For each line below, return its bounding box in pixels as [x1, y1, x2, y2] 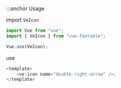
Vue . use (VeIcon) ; [6, 43, 49, 49]
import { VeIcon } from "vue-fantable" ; [6, 33, 106, 39]
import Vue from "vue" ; [6, 28, 64, 33]
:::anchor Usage [6, 5, 45, 12]
